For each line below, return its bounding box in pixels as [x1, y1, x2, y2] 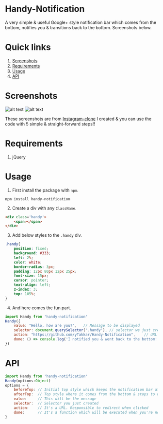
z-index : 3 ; [14, 287, 38, 292]
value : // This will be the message [14, 396, 97, 402]
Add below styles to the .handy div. [12, 232, 82, 238]
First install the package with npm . [12, 187, 79, 193]
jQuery [12, 154, 26, 160]
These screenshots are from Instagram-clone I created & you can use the [5, 116, 152, 122]
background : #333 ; [14, 251, 51, 256]
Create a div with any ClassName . [12, 205, 77, 211]
